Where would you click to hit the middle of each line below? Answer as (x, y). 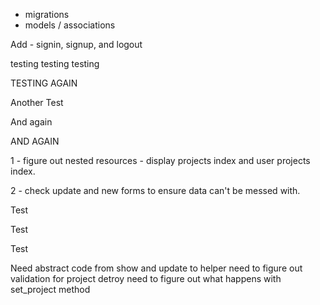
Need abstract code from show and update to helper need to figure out (156, 268)
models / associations (70, 25)
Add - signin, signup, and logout (76, 44)
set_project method (50, 289)
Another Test (37, 102)
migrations (47, 14)
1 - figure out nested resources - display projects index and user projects (160, 160)
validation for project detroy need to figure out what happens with (146, 278)
